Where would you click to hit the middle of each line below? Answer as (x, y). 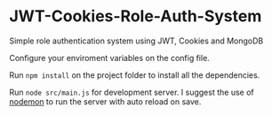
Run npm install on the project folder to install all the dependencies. (135, 75)
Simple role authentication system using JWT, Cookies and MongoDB (136, 41)
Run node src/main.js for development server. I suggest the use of (132, 92)
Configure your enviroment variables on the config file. (110, 57)
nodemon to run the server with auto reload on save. (105, 101)
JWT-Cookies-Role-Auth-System (136, 16)
